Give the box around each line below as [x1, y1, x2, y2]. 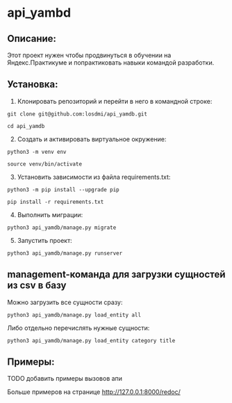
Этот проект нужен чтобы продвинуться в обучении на [7, 51, 172, 59]
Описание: [7, 33, 57, 45]
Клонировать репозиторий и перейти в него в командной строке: [17, 97, 213, 105]
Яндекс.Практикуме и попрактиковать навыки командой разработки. [7, 58, 215, 67]
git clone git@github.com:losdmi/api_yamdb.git [7, 110, 148, 118]
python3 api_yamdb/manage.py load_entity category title [7, 337, 176, 344]
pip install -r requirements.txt [7, 198, 104, 205]
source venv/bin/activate [7, 160, 82, 168]
